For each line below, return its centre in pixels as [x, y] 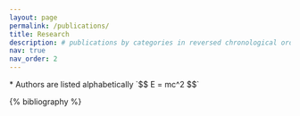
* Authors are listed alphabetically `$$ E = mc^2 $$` [104, 84]
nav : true [28, 51]
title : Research [39, 34]
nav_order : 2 [33, 59]
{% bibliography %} [46, 102]
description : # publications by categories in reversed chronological [143, 42]
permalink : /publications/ [59, 26]
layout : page [33, 17]
